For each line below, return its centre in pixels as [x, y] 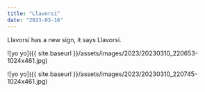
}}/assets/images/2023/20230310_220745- [135, 74]
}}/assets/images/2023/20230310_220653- [135, 53]
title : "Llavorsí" [34, 13]
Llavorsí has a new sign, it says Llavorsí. [64, 39]
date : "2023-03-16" [35, 20]
